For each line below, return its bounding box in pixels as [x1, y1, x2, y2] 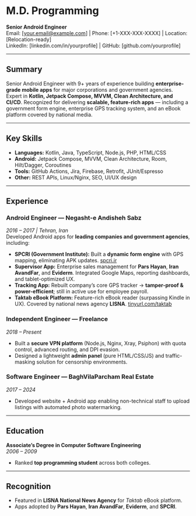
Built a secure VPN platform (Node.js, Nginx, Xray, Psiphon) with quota [14, 340, 187, 347]
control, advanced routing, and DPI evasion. [14, 346, 120, 353]
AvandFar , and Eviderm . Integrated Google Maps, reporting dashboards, [14, 269, 190, 276]
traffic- [165, 352, 183, 359]
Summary [6, 64, 43, 74]
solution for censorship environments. [36, 358, 128, 365]
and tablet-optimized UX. [14, 276, 75, 283]
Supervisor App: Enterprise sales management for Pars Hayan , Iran [14, 263, 179, 270]
